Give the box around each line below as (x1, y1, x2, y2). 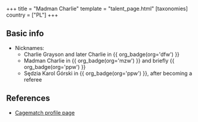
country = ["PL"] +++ (6, 11, 59, 18)
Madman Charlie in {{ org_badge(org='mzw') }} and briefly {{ (23, 57, 175, 64)
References (6, 93, 50, 104)
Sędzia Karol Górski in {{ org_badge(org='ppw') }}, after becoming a (23, 70, 193, 77)
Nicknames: (14, 44, 45, 51)
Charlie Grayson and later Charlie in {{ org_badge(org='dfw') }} (23, 51, 180, 58)
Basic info (6, 29, 44, 39)
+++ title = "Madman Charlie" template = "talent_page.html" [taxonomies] (6, 5, 188, 12)
